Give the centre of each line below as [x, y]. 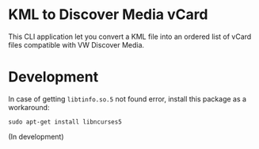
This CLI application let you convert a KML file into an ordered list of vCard [130, 36]
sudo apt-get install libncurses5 [65, 122]
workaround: [29, 107]
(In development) [36, 136]
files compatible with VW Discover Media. [76, 44]
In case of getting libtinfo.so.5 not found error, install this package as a [128, 99]
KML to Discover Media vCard [108, 15]
